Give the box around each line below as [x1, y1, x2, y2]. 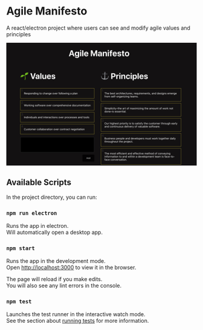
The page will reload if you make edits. [6, 276, 103, 283]
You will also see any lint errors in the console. [6, 282, 122, 290]
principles [6, 30, 31, 37]
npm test [6, 298, 32, 305]
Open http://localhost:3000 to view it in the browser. [6, 264, 137, 271]
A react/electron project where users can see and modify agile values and [6, 24, 190, 31]
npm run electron [6, 210, 57, 216]
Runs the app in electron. [6, 222, 69, 229]
